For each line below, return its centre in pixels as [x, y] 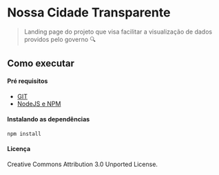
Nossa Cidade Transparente [89, 13]
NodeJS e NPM [39, 104]
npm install [24, 134]
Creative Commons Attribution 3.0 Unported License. [83, 164]
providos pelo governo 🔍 [60, 39]
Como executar [41, 63]
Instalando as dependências [49, 119]
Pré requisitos [28, 81]
